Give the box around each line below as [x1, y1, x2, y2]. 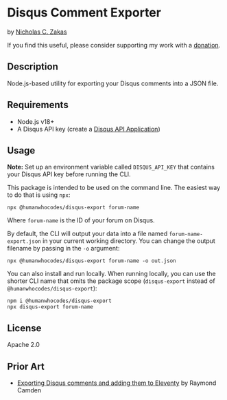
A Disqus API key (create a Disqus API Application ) [16, 125, 160, 133]
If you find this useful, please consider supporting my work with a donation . [7, 41, 221, 49]
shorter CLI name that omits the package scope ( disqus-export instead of [7, 277, 215, 285]
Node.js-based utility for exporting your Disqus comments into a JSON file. [7, 79, 219, 87]
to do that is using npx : [7, 191, 71, 199]
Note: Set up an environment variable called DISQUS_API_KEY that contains [7, 163, 215, 171]
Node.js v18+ [16, 117, 55, 125]
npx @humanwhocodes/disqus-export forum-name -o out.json [7, 257, 176, 264]
